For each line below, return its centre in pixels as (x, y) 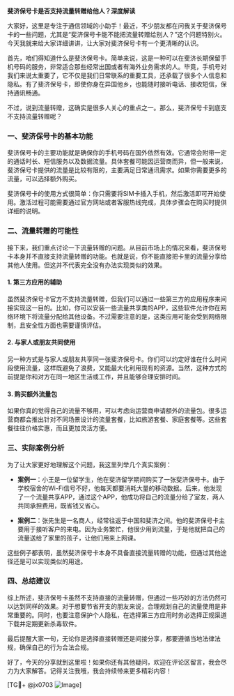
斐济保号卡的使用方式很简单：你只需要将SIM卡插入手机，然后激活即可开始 (114, 194)
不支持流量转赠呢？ (35, 116)
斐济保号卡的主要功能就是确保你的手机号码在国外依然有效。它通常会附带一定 (117, 153)
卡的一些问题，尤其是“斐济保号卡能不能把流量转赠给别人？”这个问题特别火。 (117, 35)
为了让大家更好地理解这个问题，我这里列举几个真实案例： (89, 464)
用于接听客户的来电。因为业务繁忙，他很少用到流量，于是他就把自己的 (124, 529)
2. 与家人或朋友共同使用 (41, 342)
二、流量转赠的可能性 (43, 231)
